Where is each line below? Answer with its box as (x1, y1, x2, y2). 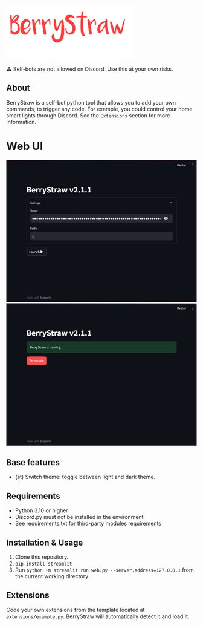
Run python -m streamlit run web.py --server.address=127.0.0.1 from (14, 566, 195, 573)
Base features (6, 457, 60, 468)
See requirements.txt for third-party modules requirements (14, 520, 162, 527)
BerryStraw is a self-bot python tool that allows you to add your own (6, 99, 176, 106)
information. (6, 118, 37, 125)
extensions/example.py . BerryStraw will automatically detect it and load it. (6, 613, 190, 620)
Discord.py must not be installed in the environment (14, 514, 144, 521)
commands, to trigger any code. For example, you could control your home (6, 105, 193, 112)
